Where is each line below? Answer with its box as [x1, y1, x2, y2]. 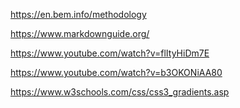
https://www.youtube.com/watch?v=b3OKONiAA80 [10, 67, 223, 78]
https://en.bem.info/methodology [10, 9, 147, 20]
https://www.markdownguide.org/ [10, 28, 150, 39]
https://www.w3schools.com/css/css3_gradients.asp [10, 86, 230, 98]
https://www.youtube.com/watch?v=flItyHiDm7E [10, 47, 210, 59]
